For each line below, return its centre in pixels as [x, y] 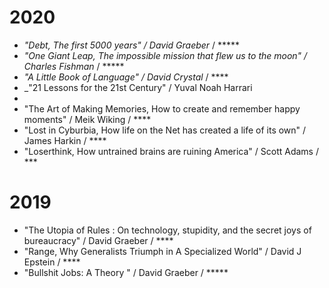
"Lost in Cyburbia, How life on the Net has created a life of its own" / [165, 130]
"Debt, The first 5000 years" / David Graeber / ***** [132, 45]
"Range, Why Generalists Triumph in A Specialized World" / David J [162, 251]
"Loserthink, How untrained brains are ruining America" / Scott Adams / [171, 151]
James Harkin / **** [65, 140]
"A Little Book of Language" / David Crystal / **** [126, 77]
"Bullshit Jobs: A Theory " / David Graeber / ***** [126, 272]
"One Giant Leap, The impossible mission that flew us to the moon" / [165, 55]
